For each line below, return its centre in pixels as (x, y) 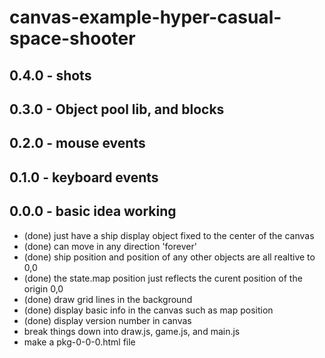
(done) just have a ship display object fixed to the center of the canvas (169, 235)
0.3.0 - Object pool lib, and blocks (117, 109)
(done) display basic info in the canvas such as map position (148, 310)
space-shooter (72, 38)
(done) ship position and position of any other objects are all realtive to (169, 257)
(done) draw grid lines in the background (108, 299)
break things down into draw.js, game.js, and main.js (132, 331)
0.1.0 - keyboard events (84, 177)
